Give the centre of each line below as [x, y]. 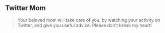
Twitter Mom [26, 8]
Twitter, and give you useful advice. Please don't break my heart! [85, 25]
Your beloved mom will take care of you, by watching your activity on [89, 20]
